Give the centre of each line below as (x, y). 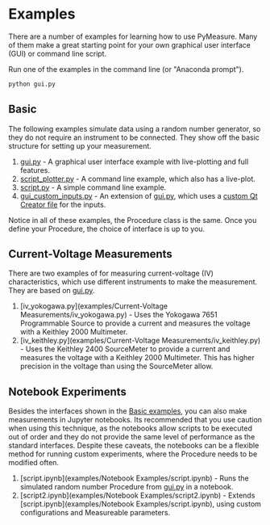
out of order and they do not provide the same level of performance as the (132, 437)
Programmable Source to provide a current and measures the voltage (135, 323)
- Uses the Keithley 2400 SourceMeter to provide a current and (125, 349)
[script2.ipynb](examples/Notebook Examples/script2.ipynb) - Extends (137, 496)
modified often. (33, 463)
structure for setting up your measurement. (80, 145)
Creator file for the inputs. (63, 204)
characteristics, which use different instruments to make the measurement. (133, 282)
